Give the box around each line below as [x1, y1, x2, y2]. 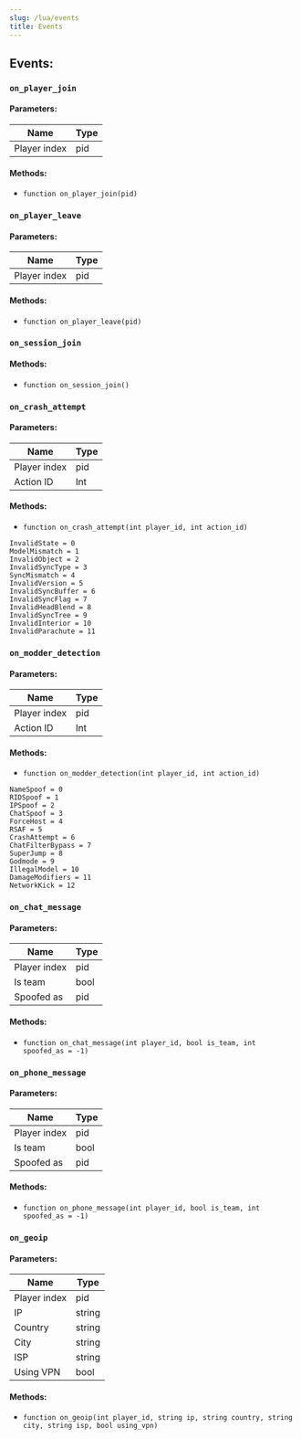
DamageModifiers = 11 [9, 873, 92, 883]
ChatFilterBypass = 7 [9, 841, 92, 851]
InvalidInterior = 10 [9, 619, 92, 628]
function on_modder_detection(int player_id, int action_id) [22, 769, 261, 778]
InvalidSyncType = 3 [9, 563, 88, 572]
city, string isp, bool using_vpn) [22, 1422, 159, 1431]
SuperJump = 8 [9, 849, 64, 859]
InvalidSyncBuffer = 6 [9, 587, 96, 596]
